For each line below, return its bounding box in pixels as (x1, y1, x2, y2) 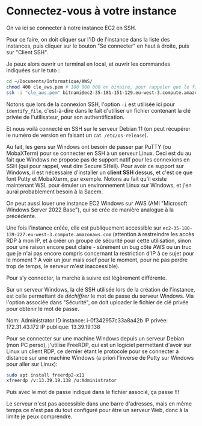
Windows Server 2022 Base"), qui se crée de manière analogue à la (6, 206, 174, 213)
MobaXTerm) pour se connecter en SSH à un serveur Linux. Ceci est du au (6, 149, 191, 157)
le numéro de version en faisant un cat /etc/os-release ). (6, 131, 148, 139)
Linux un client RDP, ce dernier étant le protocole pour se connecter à (6, 348, 179, 355)
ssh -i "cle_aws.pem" (6, 89, 61, 96)
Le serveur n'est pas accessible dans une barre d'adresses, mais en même (6, 400, 192, 407)
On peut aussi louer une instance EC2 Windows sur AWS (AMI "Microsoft (6, 199, 188, 207)
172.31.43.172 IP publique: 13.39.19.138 (6, 323, 100, 330)
